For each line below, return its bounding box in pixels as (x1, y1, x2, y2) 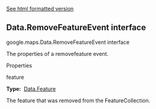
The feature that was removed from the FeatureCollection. (6, 96, 151, 104)
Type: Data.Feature (6, 85, 56, 92)
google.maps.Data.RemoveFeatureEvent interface (6, 39, 129, 46)
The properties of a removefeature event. (6, 50, 109, 57)
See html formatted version (6, 5, 74, 12)
